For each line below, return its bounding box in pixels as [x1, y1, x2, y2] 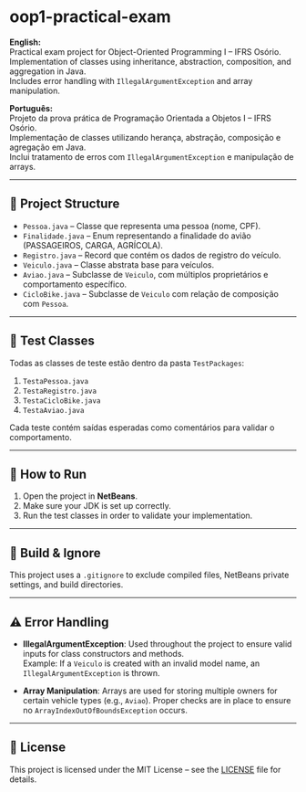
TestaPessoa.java [22, 376, 89, 385]
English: [9, 37, 41, 48]
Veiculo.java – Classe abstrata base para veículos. [22, 259, 215, 270]
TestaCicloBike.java [22, 396, 101, 406]
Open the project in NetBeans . [22, 491, 138, 502]
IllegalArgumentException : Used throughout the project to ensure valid [22, 639, 292, 649]
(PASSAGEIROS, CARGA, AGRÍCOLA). [22, 239, 164, 250]
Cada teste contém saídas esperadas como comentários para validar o [9, 422, 275, 433]
